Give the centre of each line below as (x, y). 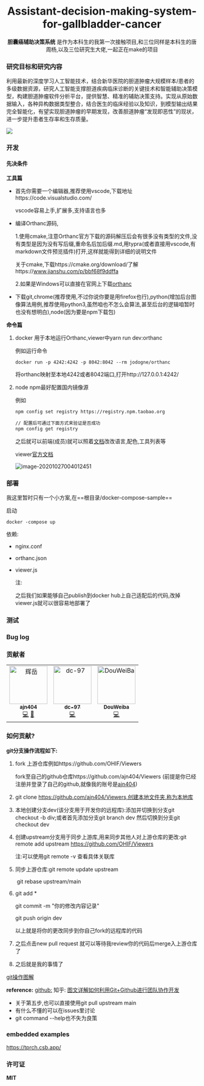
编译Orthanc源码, (37, 223)
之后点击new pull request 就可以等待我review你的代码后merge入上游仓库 (106, 943)
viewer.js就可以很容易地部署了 (53, 603)
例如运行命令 (31, 351)
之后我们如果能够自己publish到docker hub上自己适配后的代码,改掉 (98, 595)
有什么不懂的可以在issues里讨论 (55, 1010)
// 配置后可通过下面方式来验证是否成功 (58, 423)
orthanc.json (31, 558)
